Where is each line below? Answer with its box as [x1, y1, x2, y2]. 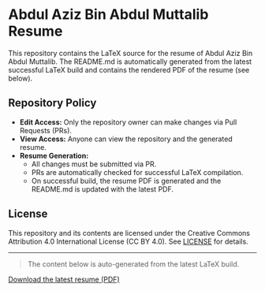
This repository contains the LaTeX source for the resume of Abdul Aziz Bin [8, 48, 253, 58]
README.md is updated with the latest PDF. [31, 184, 174, 194]
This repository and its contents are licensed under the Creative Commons [8, 228, 251, 237]
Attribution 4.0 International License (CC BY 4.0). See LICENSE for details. [8, 237, 248, 246]
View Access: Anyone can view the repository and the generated [19, 134, 233, 144]
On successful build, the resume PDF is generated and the [31, 176, 222, 185]
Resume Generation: [19, 151, 89, 160]
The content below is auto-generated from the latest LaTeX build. [27, 259, 240, 269]
